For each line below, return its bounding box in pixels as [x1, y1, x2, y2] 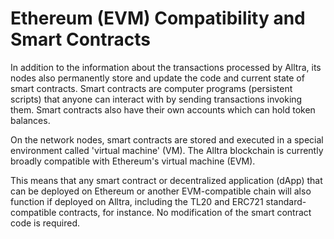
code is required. [10, 217, 81, 229]
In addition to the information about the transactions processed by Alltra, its [10, 61, 322, 73]
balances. [10, 114, 51, 126]
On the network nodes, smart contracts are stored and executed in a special [10, 133, 324, 146]
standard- [265, 195, 307, 207]
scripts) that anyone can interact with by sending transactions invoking [10, 93, 303, 105]
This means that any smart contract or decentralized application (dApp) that [10, 174, 323, 186]
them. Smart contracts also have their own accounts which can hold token [10, 103, 316, 116]
